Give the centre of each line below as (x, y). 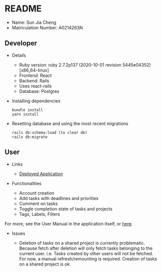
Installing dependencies (36, 101)
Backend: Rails (34, 80)
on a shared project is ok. (45, 264)
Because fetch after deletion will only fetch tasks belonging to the (86, 248)
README (23, 9)
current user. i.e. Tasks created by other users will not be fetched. (86, 253)
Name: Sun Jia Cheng (34, 22)
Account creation (37, 193)
